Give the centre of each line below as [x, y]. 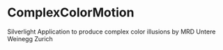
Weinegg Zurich [30, 38]
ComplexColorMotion [71, 13]
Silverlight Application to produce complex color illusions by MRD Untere [111, 32]
